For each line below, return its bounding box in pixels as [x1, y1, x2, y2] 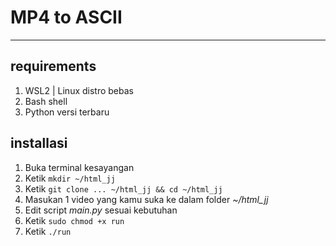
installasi [10, 135, 68, 152]
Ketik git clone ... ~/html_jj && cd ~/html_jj [24, 182, 223, 195]
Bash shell [24, 95, 68, 107]
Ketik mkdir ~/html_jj [24, 172, 116, 184]
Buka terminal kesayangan [24, 161, 135, 173]
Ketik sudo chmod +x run [24, 214, 125, 226]
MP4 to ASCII [10, 6, 123, 29]
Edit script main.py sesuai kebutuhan [24, 204, 178, 216]
